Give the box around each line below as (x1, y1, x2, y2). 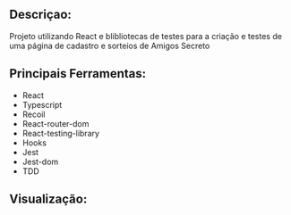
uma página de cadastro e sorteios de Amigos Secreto (9, 40, 210, 51)
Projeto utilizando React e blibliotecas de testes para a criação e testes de (9, 30, 282, 41)
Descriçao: (9, 7, 72, 22)
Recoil (21, 109, 46, 120)
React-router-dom (21, 118, 90, 128)
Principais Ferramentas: (9, 66, 147, 81)
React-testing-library (21, 128, 100, 138)
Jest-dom (21, 156, 59, 167)
